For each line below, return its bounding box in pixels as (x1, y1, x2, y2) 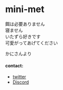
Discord (12, 79, 29, 85)
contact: (5, 62, 24, 69)
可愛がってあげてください (5, 39, 58, 46)
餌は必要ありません (5, 21, 45, 27)
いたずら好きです (5, 33, 41, 39)
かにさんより (5, 51, 32, 57)
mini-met (5, 4, 44, 15)
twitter (12, 74, 26, 80)
